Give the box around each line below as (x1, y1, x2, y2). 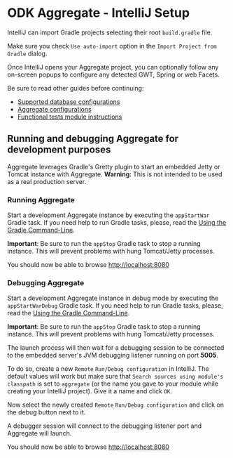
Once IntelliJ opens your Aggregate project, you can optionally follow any (7, 63, 219, 71)
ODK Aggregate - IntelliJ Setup (7, 5, 190, 21)
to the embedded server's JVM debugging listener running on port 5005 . (7, 351, 219, 360)
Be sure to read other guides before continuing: (7, 84, 144, 92)
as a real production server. (7, 177, 87, 185)
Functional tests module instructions (17, 112, 122, 121)
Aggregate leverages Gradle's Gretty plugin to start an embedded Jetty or (7, 162, 220, 171)
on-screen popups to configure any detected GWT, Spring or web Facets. (7, 70, 220, 79)
